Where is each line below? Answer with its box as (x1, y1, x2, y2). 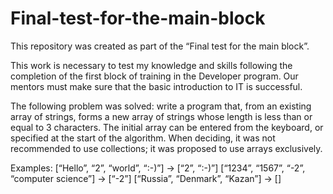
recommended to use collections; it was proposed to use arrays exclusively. (10, 142, 323, 154)
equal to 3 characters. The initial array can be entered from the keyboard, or (10, 121, 324, 133)
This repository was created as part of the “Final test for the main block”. (10, 40, 310, 52)
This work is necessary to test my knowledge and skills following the (10, 59, 293, 71)
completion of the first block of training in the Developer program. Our (10, 70, 299, 82)
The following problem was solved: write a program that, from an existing (10, 100, 312, 112)
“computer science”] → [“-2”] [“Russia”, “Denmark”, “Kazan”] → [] (10, 172, 282, 184)
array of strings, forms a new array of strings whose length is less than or (10, 110, 313, 122)
